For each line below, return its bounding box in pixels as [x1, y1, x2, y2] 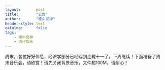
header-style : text [5, 21, 45, 26]
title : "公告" [5, 12, 48, 17]
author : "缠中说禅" [5, 16, 56, 21]
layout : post [5, 7, 45, 12]
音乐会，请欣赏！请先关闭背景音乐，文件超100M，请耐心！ [9, 60, 129, 66]
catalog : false [5, 26, 48, 31]
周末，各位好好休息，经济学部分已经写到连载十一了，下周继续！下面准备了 [5, 53, 156, 59]
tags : [5, 30, 16, 35]
